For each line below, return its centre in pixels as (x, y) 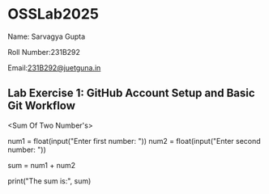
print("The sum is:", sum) (49, 181)
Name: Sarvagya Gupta (47, 36)
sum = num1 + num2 (42, 165)
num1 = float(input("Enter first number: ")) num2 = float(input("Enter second (134, 141)
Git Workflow (42, 106)
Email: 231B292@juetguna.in (54, 67)
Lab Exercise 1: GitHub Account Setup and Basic (132, 93)
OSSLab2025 (53, 14)
